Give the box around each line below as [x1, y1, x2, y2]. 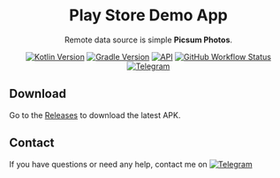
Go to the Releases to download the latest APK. [9, 109, 181, 120]
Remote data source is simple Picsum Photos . [64, 34, 232, 45]
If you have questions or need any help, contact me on [9, 159, 208, 169]
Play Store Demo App [69, 5, 228, 26]
